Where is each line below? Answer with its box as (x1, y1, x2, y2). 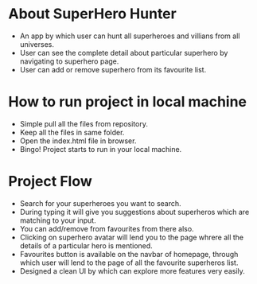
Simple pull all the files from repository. (19, 119, 149, 128)
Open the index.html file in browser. (19, 136, 137, 146)
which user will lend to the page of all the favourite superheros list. (19, 258, 239, 267)
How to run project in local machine (8, 93, 247, 111)
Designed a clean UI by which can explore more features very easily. (19, 266, 245, 275)
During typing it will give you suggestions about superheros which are (19, 207, 250, 216)
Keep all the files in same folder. (19, 127, 125, 137)
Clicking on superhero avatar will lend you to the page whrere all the (19, 232, 244, 242)
